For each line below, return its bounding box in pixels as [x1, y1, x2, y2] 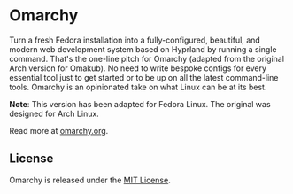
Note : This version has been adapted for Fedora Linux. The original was [9, 98, 272, 109]
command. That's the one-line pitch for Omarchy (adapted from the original [9, 53, 285, 64]
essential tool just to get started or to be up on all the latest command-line [9, 72, 279, 82]
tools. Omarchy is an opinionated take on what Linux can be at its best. [9, 81, 267, 92]
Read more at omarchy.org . [9, 125, 109, 136]
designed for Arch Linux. [9, 108, 99, 119]
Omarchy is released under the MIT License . [9, 175, 171, 185]
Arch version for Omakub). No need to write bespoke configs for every [9, 63, 267, 74]
